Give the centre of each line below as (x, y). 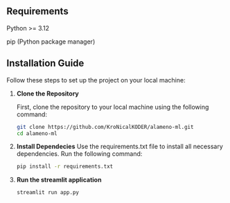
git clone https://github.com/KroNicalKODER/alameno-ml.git (105, 127)
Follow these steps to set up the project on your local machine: (96, 80)
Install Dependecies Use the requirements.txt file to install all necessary (120, 147)
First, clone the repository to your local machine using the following (113, 107)
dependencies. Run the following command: (79, 154)
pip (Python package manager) (51, 42)
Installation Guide (45, 63)
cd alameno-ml (37, 133)
